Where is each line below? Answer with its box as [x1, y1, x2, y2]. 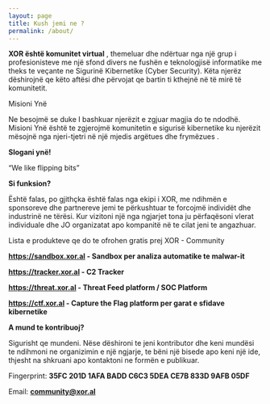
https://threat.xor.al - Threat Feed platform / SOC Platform [8, 283, 208, 292]
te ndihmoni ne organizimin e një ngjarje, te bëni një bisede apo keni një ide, [8, 347, 260, 356]
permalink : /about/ [8, 27, 74, 35]
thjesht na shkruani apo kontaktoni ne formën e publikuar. [8, 356, 200, 365]
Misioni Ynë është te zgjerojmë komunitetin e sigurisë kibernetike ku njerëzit [8, 123, 261, 133]
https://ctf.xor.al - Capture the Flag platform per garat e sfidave [8, 298, 226, 308]
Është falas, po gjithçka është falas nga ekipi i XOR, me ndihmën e [8, 195, 227, 204]
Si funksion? [8, 179, 52, 188]
